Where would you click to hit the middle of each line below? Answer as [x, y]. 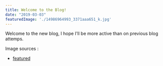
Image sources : [22, 49]
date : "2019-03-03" [26, 15]
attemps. [14, 39]
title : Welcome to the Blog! [36, 10]
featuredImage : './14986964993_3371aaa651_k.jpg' [59, 19]
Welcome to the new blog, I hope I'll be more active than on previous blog [82, 34]
